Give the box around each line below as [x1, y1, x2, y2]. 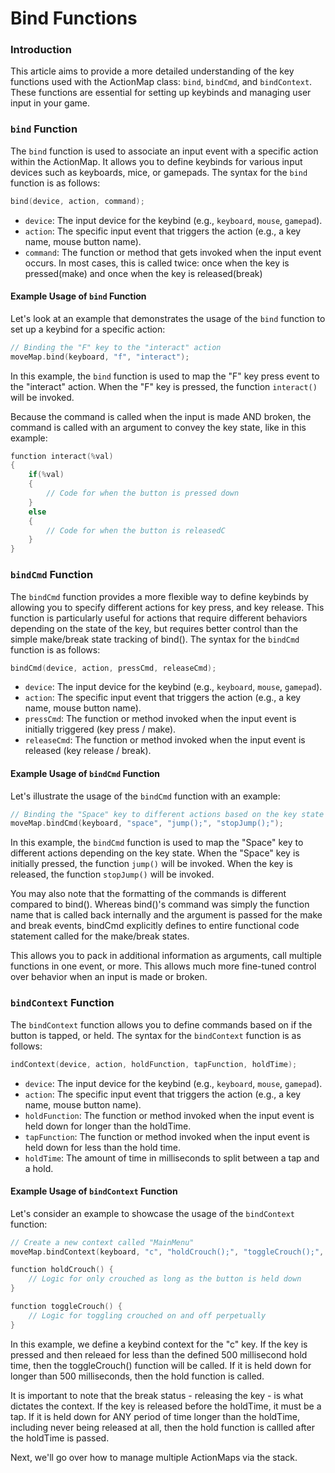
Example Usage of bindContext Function [10, 1185, 178, 1197]
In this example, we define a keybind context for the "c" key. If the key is [10, 1338, 308, 1350]
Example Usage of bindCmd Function [10, 768, 161, 779]
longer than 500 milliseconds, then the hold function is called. [10, 1370, 265, 1382]
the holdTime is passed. [10, 1432, 110, 1444]
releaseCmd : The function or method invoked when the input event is [24, 734, 306, 746]
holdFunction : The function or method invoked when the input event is [24, 1109, 315, 1121]
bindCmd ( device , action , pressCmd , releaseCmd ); [10, 663, 217, 673]
